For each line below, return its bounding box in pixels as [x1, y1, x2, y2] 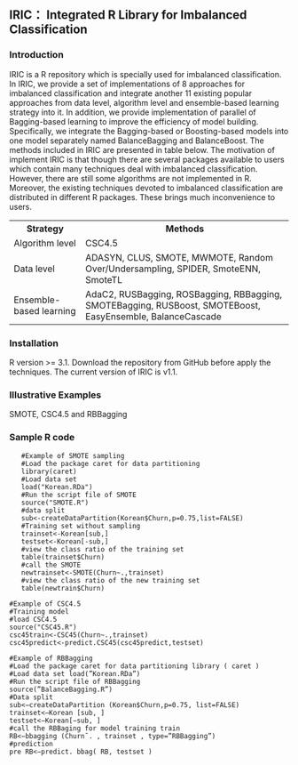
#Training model [9, 607, 69, 616]
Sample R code [9, 431, 75, 444]
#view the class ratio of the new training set [20, 576, 200, 584]
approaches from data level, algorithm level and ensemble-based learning [9, 97, 279, 108]
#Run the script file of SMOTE [20, 490, 137, 499]
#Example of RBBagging [9, 654, 93, 663]
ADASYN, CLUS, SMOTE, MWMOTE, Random [85, 251, 273, 263]
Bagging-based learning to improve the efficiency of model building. [9, 116, 259, 126]
